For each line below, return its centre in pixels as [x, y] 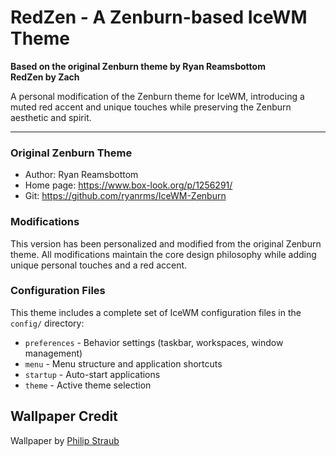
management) [53, 353]
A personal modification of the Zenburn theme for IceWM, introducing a [157, 96]
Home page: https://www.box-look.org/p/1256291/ [128, 185]
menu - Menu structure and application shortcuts [123, 363]
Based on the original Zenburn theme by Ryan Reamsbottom [138, 66]
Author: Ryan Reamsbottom [81, 175]
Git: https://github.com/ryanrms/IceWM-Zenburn [125, 196]
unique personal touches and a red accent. [99, 265]
